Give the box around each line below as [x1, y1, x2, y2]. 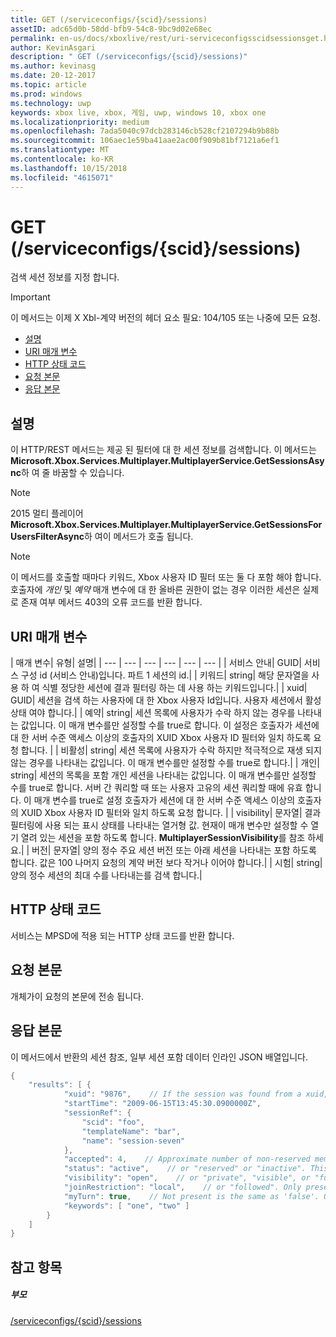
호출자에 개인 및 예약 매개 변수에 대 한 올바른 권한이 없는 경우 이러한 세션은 [10, 584, 301, 596]
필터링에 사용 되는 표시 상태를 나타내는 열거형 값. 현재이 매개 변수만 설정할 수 [10, 819, 309, 831]
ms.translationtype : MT [10, 145, 110, 155]
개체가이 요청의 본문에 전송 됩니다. [10, 990, 144, 1002]
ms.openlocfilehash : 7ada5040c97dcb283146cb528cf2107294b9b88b [10, 126, 280, 136]
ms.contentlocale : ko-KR [10, 154, 114, 164]
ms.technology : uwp [10, 98, 92, 108]
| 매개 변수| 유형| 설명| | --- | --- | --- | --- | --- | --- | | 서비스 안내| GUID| [10, 657, 302, 669]
